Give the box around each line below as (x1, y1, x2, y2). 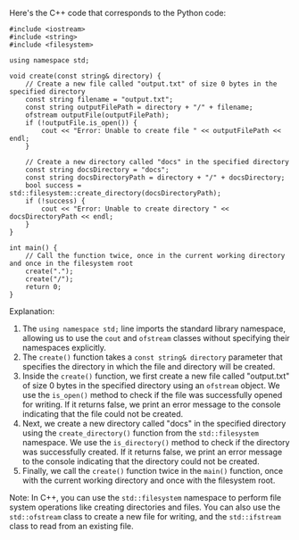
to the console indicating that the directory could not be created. (21, 456, 261, 467)
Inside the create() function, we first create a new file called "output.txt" (21, 370, 290, 381)
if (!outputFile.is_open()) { (25, 119, 138, 128)
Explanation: (9, 306, 55, 316)
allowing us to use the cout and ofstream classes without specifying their (21, 333, 290, 343)
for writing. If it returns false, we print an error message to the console (21, 399, 281, 410)
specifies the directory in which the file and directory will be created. (21, 361, 276, 371)
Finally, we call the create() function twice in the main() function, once (21, 466, 284, 476)
